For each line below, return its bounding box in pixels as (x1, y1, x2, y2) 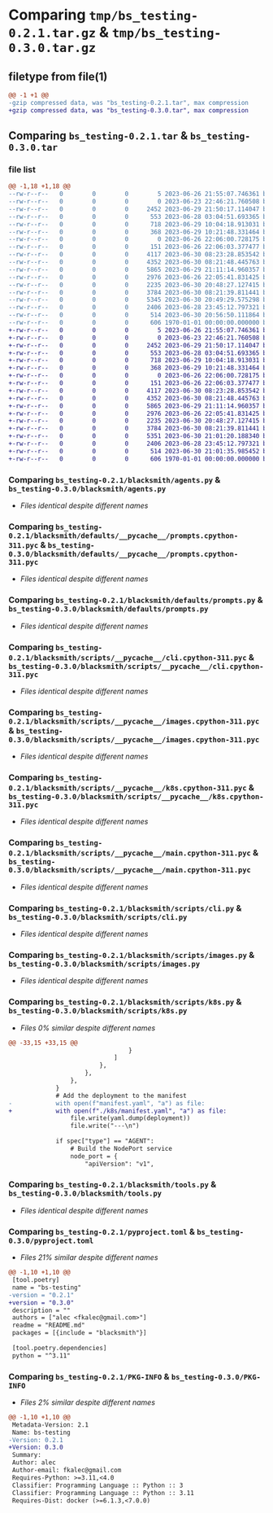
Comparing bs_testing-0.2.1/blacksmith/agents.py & (8, 474, 221, 485)
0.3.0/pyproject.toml (8, 1235, 94, 1245)
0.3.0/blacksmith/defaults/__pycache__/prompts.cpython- (8, 549, 239, 558)
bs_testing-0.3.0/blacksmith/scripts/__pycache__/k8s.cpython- (8, 792, 264, 802)
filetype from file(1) (8, 69, 108, 83)
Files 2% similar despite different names (19, 1397, 156, 1407)
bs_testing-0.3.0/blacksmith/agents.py (8, 484, 167, 493)
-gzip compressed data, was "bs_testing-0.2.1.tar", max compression (8, 98, 249, 107)
